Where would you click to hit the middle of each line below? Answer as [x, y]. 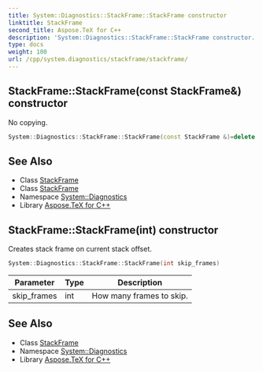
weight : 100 [28, 52]
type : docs [26, 45]
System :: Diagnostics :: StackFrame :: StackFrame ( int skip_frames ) [114, 263]
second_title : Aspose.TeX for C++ [65, 30]
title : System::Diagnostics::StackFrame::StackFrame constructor [117, 15]
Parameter [35, 282]
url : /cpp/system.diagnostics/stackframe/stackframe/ [98, 60]
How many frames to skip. [140, 296]
